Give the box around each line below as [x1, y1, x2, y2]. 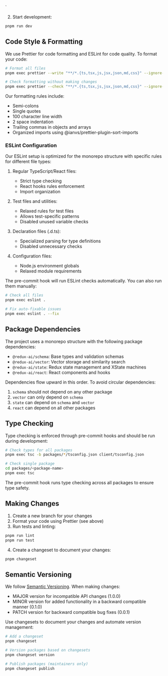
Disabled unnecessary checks [19, 243, 82, 249]
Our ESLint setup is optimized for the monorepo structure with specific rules [5, 153, 162, 159]
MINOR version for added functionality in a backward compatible [12, 598, 146, 605]
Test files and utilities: [12, 198, 57, 204]
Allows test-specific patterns [19, 213, 79, 219]
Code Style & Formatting [5, 38, 83, 46]
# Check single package [5, 461, 55, 466]
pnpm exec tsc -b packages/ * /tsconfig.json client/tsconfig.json [5, 452, 144, 457]
